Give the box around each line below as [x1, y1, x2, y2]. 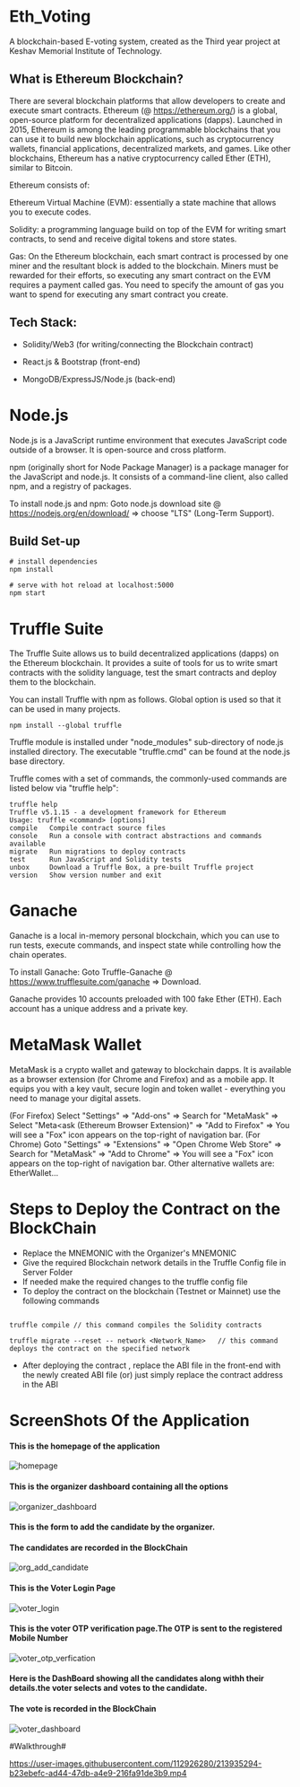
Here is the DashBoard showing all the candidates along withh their [9, 1673, 264, 1684]
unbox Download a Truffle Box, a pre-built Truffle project [9, 863, 254, 872]
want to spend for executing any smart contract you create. [9, 289, 228, 300]
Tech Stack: [9, 315, 78, 330]
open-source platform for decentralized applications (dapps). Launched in [9, 114, 283, 125]
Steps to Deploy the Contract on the [9, 1199, 280, 1220]
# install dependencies [9, 557, 99, 566]
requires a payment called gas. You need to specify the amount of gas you [9, 279, 284, 290]
